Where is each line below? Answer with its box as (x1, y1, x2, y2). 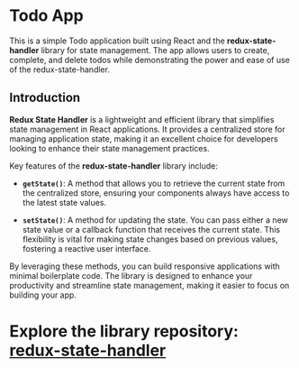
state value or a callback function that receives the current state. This (22, 224, 281, 235)
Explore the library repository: (9, 321, 239, 341)
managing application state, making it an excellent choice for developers (9, 133, 278, 144)
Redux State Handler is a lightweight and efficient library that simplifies (9, 114, 275, 124)
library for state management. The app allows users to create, (41, 44, 270, 55)
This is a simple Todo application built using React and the (9, 35, 225, 46)
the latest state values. (22, 197, 106, 207)
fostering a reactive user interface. (22, 243, 151, 253)
